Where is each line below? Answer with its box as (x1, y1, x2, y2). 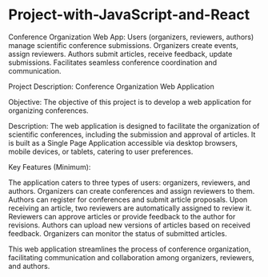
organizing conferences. (8, 106, 90, 115)
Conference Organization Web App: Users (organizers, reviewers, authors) (8, 32, 254, 42)
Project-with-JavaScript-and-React (8, 6, 250, 24)
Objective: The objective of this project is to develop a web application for (8, 97, 252, 106)
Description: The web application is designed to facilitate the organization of (8, 121, 260, 130)
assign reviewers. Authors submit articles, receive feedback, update (8, 49, 233, 58)
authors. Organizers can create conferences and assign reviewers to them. (8, 186, 255, 195)
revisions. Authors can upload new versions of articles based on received (8, 220, 250, 230)
